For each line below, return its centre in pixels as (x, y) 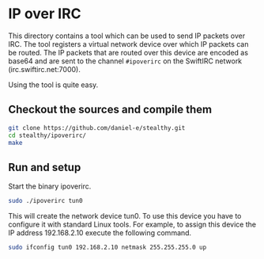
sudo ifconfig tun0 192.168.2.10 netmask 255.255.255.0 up (107, 248)
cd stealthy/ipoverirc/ (47, 135)
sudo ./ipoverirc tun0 (45, 201)
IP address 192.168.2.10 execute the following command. (100, 233)
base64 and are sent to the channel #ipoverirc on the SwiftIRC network (125, 61)
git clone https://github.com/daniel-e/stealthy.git (97, 128)
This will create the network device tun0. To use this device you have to (125, 216)
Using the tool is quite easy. (53, 85)
